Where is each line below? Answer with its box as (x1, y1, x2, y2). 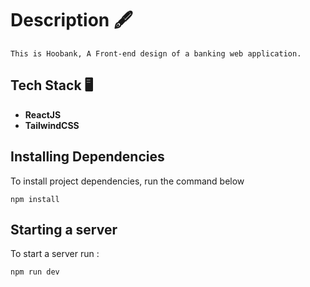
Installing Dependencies (10, 148, 165, 166)
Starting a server (10, 221, 118, 238)
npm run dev (10, 267, 60, 277)
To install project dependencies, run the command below (10, 175, 245, 187)
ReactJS (24, 108, 62, 121)
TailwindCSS (24, 119, 80, 131)
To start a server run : (10, 248, 100, 260)
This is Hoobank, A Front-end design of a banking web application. (10, 48, 302, 59)
